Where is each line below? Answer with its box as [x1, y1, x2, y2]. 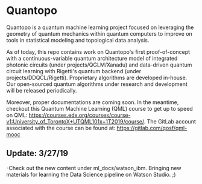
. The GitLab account [144, 117, 196, 125]
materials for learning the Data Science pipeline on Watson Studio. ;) [6, 171, 176, 178]
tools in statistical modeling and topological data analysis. [6, 36, 150, 44]
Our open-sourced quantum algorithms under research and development [6, 80, 188, 88]
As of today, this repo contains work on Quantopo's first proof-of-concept [6, 48, 191, 55]
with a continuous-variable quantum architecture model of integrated [6, 54, 178, 62]
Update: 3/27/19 [6, 148, 69, 159]
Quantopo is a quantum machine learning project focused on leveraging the [6, 24, 194, 31]
